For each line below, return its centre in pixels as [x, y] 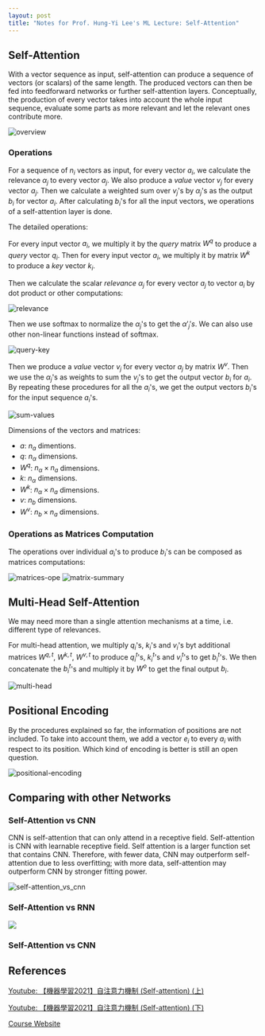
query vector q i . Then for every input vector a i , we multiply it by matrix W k [129, 255]
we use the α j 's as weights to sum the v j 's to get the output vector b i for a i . [130, 378]
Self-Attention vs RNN [52, 908]
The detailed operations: [48, 227]
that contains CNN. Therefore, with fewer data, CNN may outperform [121, 855]
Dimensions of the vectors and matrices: [75, 430]
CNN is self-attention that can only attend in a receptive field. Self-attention [132, 838]
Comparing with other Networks [90, 798]
